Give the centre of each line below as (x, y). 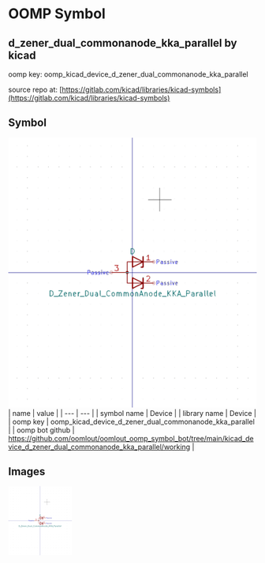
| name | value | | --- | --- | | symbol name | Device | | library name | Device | (132, 413)
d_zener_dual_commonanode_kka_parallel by (123, 43)
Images (27, 472)
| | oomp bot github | (41, 430)
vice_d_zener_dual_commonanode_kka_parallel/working (99, 447)
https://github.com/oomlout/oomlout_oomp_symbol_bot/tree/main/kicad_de (131, 438)
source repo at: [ (35, 89)
